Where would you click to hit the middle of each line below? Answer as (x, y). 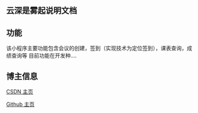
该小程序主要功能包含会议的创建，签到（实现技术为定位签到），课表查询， (97, 48)
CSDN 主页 (20, 92)
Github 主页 (20, 104)
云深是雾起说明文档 (42, 11)
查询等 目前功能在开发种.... (44, 56)
